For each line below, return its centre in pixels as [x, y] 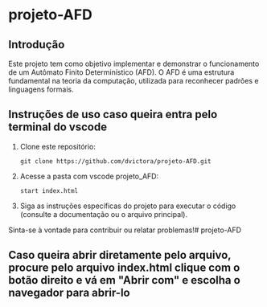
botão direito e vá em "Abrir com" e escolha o [125, 280]
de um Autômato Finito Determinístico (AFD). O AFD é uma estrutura [121, 72]
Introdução [37, 45]
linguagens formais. [41, 89]
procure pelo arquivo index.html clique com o [124, 268]
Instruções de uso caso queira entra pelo [113, 115]
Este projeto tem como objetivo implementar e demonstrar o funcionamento [134, 63]
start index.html [49, 190]
